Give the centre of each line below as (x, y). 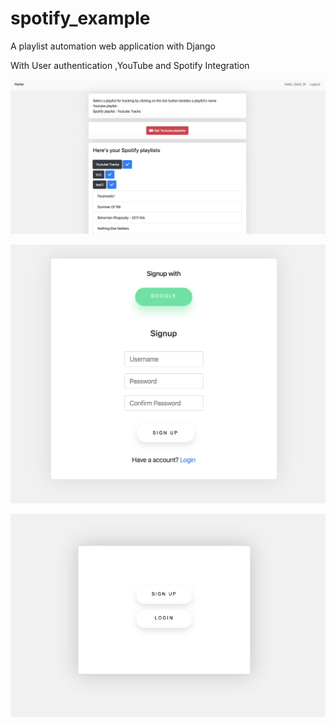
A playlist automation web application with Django (113, 46)
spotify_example (80, 18)
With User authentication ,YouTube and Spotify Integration (130, 65)
